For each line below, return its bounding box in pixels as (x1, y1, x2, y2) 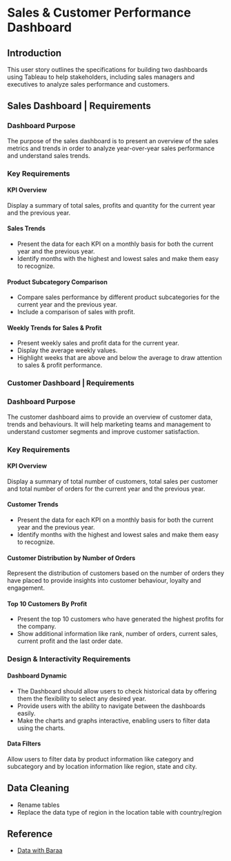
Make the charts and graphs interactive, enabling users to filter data (17, 716, 210, 725)
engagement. (7, 583, 45, 592)
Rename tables (17, 801, 60, 809)
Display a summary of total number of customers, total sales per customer (7, 477, 219, 485)
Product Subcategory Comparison (7, 278, 108, 286)
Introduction (7, 47, 62, 59)
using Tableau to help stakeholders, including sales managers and (7, 73, 195, 81)
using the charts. (17, 723, 66, 732)
